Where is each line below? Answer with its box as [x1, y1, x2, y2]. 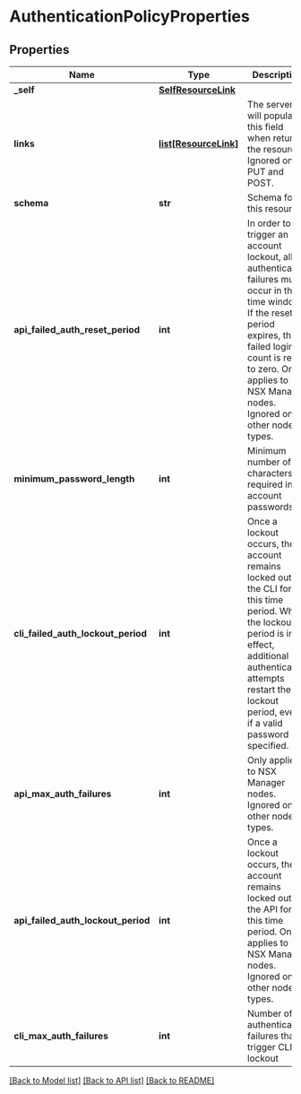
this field [247, 121, 284, 133]
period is [247, 628, 285, 639]
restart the [247, 683, 291, 696]
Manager [247, 777, 286, 788]
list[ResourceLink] [158, 137, 239, 150]
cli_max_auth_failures [13, 1029, 109, 1042]
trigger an [247, 229, 289, 240]
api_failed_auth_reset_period [13, 324, 141, 335]
